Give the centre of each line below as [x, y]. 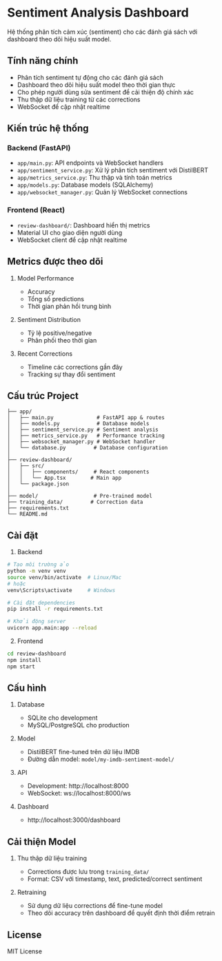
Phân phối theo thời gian [62, 340]
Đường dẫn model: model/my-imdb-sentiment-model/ [101, 759]
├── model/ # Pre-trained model [80, 496]
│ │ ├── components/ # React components [78, 472]
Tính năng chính [43, 61]
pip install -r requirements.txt [55, 609]
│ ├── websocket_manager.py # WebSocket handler [81, 442]
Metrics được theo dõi [55, 262]
